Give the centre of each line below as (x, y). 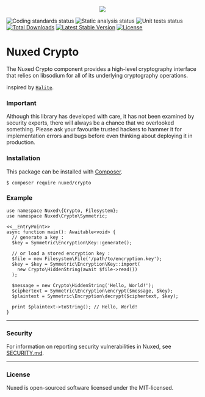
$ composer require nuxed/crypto (49, 183)
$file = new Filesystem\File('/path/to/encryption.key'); (87, 259)
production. (21, 142)
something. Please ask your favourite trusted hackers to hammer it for (94, 129)
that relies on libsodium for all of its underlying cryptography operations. (97, 75)
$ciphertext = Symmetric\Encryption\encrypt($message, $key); (92, 291)
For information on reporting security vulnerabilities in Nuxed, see (89, 347)
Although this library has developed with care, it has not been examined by (100, 117)
